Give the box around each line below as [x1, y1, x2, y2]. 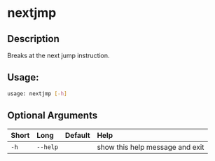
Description [7, 33, 60, 45]
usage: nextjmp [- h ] [7, 90, 68, 97]
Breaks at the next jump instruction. [7, 51, 110, 59]
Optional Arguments [7, 110, 98, 122]
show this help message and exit [97, 142, 204, 152]
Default [65, 130, 90, 140]
